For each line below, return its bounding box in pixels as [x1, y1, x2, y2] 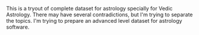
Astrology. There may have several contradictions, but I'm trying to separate [6, 11, 193, 18]
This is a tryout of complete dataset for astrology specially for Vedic [6, 5, 173, 12]
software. [6, 23, 30, 30]
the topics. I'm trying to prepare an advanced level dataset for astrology [6, 17, 183, 24]
